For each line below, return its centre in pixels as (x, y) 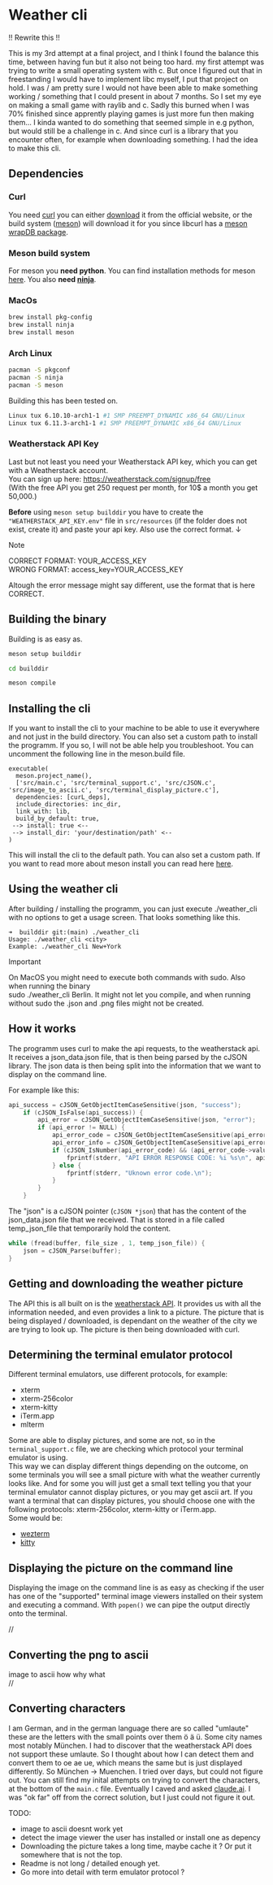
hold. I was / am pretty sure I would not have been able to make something (133, 88)
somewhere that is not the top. (71, 1854)
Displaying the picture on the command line (121, 1568)
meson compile (32, 683)
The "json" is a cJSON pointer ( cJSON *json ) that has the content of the (128, 1211)
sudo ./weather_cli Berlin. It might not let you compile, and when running (130, 994)
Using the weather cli (63, 889)
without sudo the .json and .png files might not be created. (106, 1003)
